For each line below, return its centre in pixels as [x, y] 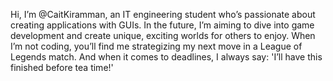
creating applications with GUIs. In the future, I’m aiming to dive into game [162, 25]
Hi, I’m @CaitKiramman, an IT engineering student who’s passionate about [163, 14]
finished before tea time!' [62, 67]
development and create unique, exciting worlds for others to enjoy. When [163, 35]
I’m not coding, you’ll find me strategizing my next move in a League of [156, 46]
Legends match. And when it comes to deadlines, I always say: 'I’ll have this [166, 57]
